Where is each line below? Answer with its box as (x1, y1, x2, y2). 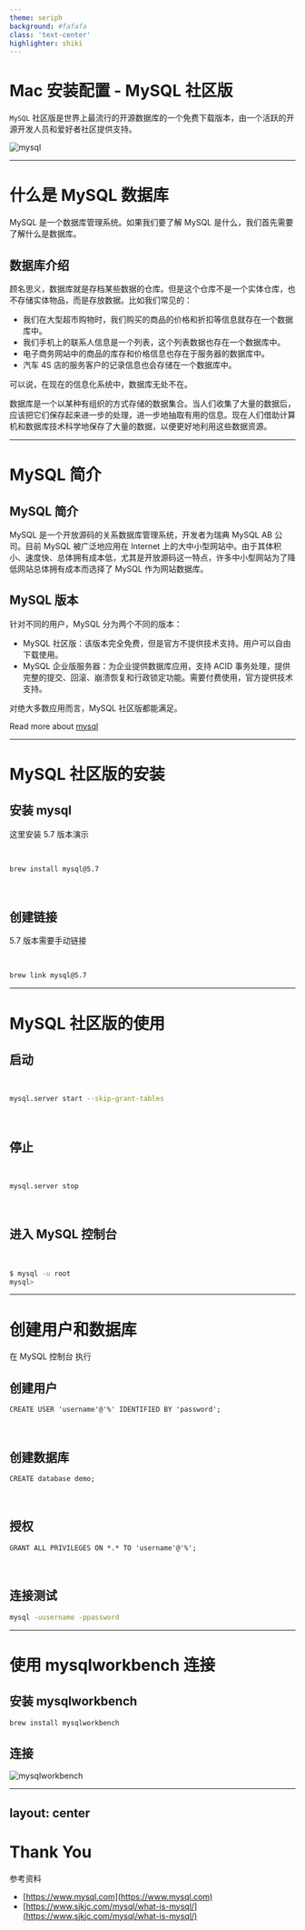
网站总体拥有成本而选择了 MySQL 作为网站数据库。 (16, 563, 209, 574)
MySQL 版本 (9, 593, 79, 608)
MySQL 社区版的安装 (9, 764, 165, 785)
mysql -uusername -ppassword (9, 1613, 120, 1622)
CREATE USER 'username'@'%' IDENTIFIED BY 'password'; (9, 1405, 221, 1415)
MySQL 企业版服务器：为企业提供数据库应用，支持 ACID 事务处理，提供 (22, 660, 291, 671)
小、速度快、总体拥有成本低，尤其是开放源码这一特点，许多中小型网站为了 (9, 552, 288, 563)
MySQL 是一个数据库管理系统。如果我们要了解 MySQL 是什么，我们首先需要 (9, 217, 294, 228)
